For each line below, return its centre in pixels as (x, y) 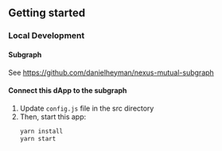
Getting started (47, 13)
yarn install (41, 131)
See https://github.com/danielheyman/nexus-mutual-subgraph (111, 72)
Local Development (47, 36)
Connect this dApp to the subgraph (68, 91)
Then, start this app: (53, 116)
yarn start (38, 138)
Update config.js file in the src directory (87, 108)
